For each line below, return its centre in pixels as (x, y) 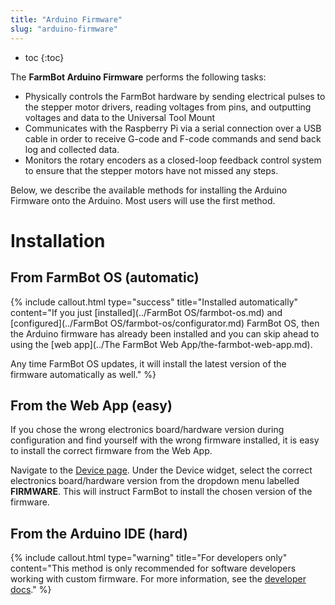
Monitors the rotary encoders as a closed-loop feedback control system (173, 160)
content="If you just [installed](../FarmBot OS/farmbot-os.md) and (146, 312)
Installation (58, 240)
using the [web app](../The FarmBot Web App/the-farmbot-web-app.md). (161, 344)
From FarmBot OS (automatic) (105, 277)
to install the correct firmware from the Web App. (111, 451)
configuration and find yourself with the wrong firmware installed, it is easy (165, 440)
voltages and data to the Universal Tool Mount (120, 117)
